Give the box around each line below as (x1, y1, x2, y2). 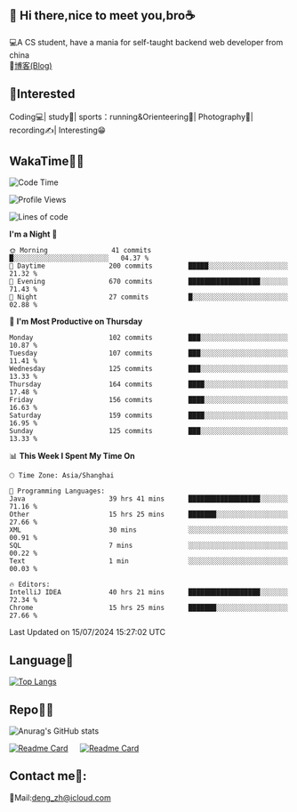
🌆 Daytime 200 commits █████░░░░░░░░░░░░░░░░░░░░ (9, 261, 289, 270)
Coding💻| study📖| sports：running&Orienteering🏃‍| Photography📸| (9, 111, 253, 122)
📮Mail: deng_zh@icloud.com (9, 792, 111, 803)
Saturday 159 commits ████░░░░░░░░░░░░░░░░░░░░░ (9, 411, 289, 421)
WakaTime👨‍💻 (9, 154, 84, 169)
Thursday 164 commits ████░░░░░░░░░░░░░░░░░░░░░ (9, 380, 289, 390)
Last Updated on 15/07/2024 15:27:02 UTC (9, 627, 166, 638)
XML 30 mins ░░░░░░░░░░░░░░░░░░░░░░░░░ (9, 526, 289, 535)
